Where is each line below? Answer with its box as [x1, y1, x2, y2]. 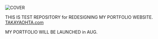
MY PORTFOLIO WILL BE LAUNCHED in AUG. [5, 29, 98, 35]
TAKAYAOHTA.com [5, 20, 44, 25]
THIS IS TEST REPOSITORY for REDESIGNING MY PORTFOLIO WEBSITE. [5, 14, 153, 20]
